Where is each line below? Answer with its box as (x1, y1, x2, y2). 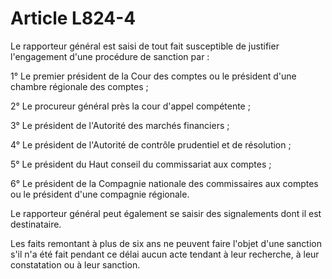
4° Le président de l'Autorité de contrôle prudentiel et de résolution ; (10, 138, 292, 151)
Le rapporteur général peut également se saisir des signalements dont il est (10, 207, 322, 219)
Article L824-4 (10, 7, 137, 30)
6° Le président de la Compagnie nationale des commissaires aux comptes (10, 177, 319, 189)
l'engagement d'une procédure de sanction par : (10, 50, 210, 62)
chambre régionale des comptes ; (10, 80, 149, 92)
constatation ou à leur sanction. (10, 258, 141, 271)
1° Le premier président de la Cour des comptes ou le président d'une (10, 70, 297, 82)
